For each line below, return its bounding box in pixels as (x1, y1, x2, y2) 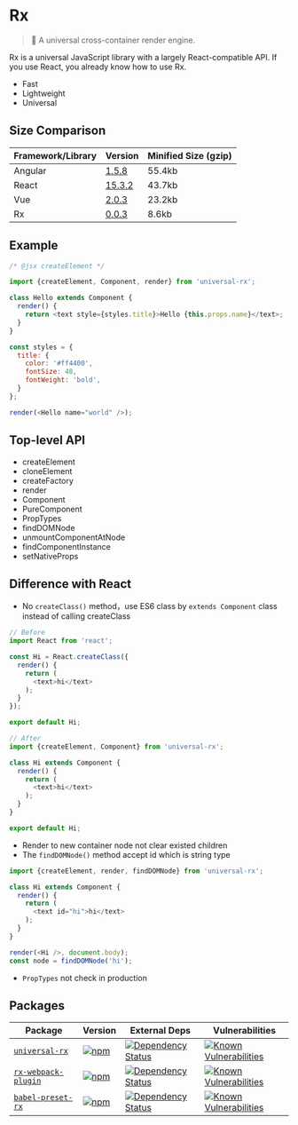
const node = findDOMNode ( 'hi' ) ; (9, 956, 133, 965)
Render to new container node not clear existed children (21, 840, 228, 851)
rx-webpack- (13, 1067, 65, 1077)
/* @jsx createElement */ (9, 261, 105, 271)
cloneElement (21, 465, 73, 476)
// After (9, 734, 42, 743)
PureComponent (21, 503, 82, 514)
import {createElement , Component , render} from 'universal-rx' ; (9, 277, 255, 287)
